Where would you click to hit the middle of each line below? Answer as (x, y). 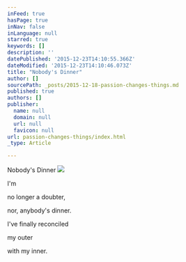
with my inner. (28, 251)
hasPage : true (28, 20)
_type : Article (29, 144)
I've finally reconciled (38, 224)
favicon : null (34, 130)
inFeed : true (26, 14)
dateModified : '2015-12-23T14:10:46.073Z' (70, 65)
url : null (28, 124)
